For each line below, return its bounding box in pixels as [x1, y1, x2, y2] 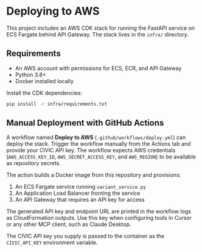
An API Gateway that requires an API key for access [15, 196, 145, 203]
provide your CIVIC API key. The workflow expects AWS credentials [6, 147, 176, 154]
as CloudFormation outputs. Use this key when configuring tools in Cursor [6, 214, 192, 222]
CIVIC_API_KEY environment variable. [6, 239, 98, 247]
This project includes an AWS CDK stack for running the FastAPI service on [6, 24, 195, 32]
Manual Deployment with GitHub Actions [6, 118, 164, 128]
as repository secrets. [6, 160, 61, 167]
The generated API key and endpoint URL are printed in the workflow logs [6, 208, 192, 215]
